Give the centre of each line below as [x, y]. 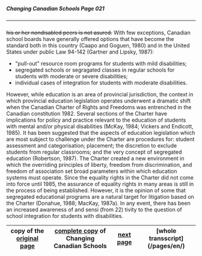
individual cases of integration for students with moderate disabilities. [101, 83]
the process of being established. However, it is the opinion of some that [96, 190]
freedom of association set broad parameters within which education [92, 171]
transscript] [166, 238]
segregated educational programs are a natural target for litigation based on [100, 196]
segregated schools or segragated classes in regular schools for [95, 70]
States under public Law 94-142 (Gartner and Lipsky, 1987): [80, 52]
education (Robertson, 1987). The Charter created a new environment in [95, 158]
